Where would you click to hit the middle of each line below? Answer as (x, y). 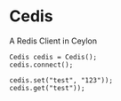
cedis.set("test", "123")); (61, 80)
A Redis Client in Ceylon (53, 41)
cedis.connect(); (41, 65)
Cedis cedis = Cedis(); (53, 57)
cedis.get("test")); (48, 88)
